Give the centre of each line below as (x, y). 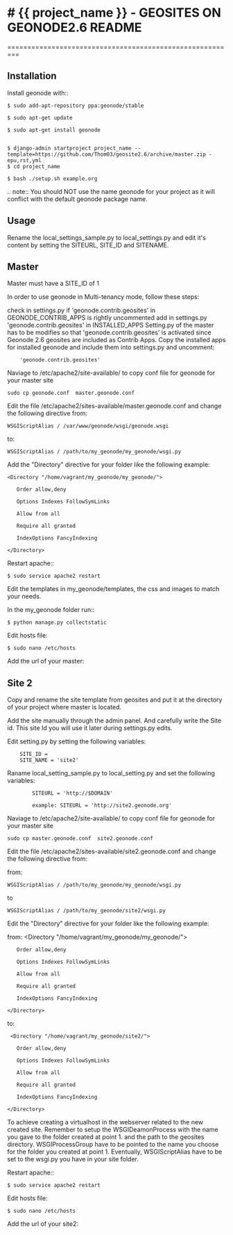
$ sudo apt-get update (40, 118)
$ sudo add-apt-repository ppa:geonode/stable (76, 106)
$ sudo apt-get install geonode (54, 130)
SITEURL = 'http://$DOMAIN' (72, 793)
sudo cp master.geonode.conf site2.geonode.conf (80, 839)
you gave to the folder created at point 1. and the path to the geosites (106, 1137)
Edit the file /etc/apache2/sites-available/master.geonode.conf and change (114, 406)
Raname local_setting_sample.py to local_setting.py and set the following (111, 773)
